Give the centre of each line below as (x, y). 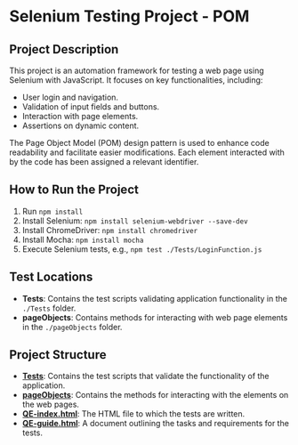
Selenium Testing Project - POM (129, 16)
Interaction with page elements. (80, 116)
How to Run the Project (74, 190)
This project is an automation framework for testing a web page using (137, 70)
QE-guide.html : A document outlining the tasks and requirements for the (155, 424)
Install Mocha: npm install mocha (83, 239)
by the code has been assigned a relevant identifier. (104, 162)
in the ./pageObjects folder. (72, 327)
